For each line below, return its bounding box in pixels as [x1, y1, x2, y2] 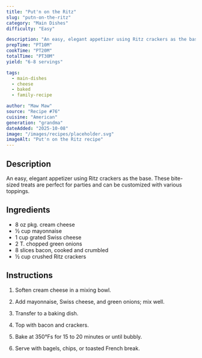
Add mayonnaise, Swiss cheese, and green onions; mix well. [14, 298, 165, 305]
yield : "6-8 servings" [6, 58, 63, 65]
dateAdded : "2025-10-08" [6, 125, 69, 131]
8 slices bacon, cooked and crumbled [14, 246, 109, 253]
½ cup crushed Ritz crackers [14, 253, 87, 260]
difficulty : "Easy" [6, 25, 55, 32]
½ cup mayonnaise [14, 227, 62, 235]
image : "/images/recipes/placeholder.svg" [6, 131, 114, 137]
